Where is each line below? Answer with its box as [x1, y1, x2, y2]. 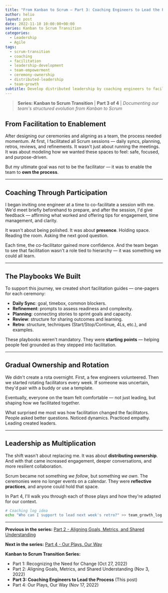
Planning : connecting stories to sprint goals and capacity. [12, 311, 132, 317]
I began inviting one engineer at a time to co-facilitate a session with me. [5, 202, 155, 208]
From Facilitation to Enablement [5, 119, 106, 128]
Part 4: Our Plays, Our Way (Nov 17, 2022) [12, 582, 99, 588]
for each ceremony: [5, 290, 46, 296]
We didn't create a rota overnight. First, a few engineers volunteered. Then [5, 374, 159, 380]
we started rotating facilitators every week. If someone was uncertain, [5, 379, 149, 385]
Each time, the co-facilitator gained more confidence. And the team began [5, 242, 158, 248]
